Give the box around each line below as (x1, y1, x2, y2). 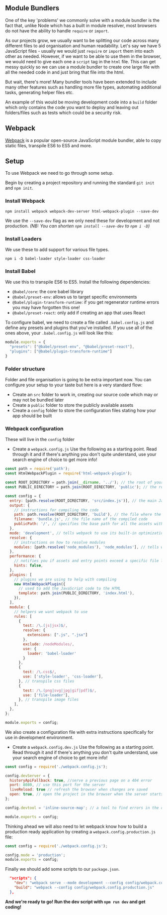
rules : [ (14, 614, 32, 619)
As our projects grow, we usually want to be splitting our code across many (5, 37, 159, 43)
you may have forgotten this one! (12, 305, 81, 311)
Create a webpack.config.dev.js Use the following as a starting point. (12, 744, 154, 750)
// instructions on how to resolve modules (14, 540, 106, 545)
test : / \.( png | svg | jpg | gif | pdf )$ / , (23, 688, 97, 693)
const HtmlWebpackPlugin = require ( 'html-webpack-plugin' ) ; (5, 471, 133, 476)
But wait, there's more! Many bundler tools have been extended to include (5, 79, 157, 85)
